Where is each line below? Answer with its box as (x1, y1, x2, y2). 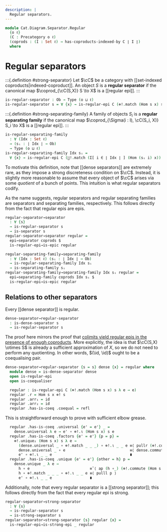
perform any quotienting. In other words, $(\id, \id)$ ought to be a (5, 350, 140, 356)
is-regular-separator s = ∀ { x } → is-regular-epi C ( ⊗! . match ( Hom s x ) (5, 102, 159, 107)
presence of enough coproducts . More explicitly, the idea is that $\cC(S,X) (5, 339, 158, 345)
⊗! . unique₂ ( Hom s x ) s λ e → (14, 438, 77, 443)
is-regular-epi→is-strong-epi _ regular (9, 522, 94, 528)
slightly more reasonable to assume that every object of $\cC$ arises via (5, 175, 154, 181)
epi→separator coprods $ (9, 238, 61, 243)
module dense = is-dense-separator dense (9, 369, 97, 375)
